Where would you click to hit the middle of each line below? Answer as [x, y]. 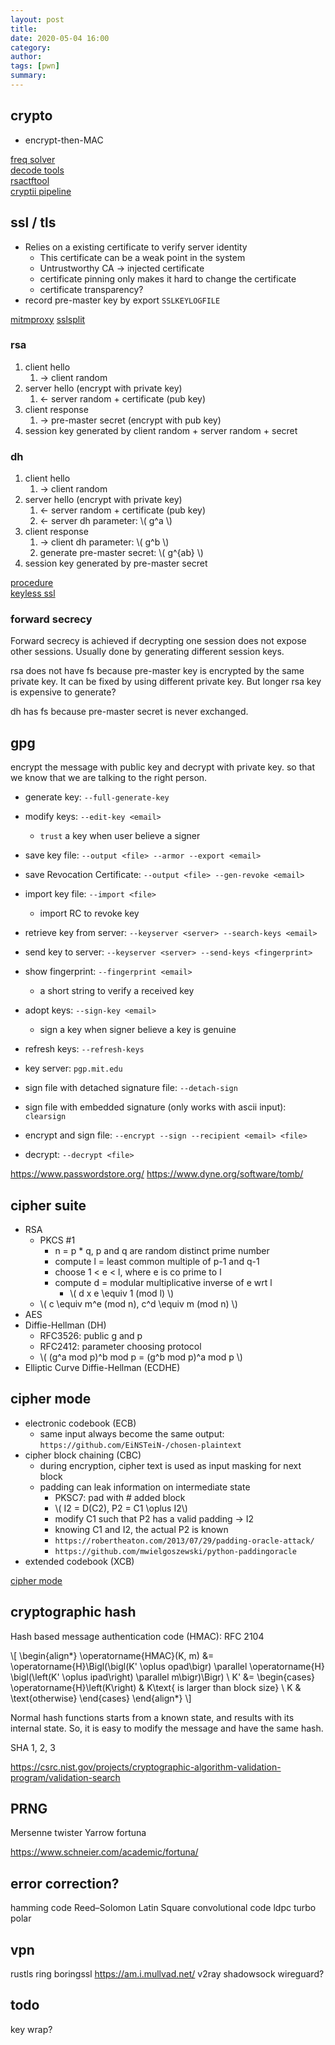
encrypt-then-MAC [64, 140]
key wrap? [31, 2029]
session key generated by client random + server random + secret [161, 430]
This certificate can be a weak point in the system [142, 257]
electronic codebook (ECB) [80, 1423]
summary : [28, 76]
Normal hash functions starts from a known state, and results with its [152, 1717]
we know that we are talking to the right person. [109, 778]
